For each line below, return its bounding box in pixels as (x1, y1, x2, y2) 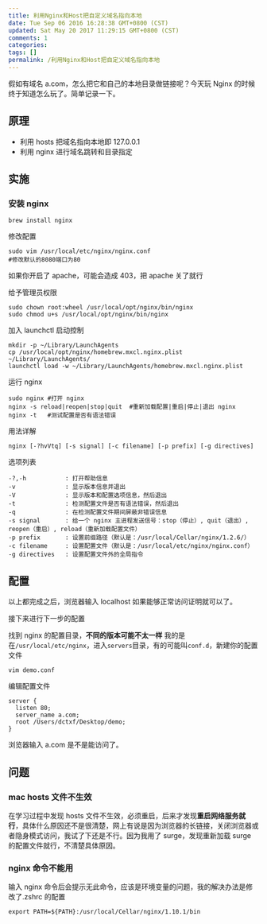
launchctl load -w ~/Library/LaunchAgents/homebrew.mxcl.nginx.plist (8, 363, 244, 371)
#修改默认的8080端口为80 (8, 256, 81, 264)
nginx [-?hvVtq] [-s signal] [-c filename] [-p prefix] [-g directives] (8, 442, 254, 450)
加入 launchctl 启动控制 (8, 325, 84, 335)
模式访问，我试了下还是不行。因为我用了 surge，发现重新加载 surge (29, 830, 252, 840)
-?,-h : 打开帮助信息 (8, 475, 109, 483)
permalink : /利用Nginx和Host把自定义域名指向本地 (8, 56, 161, 64)
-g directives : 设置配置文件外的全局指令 (8, 550, 144, 559)
